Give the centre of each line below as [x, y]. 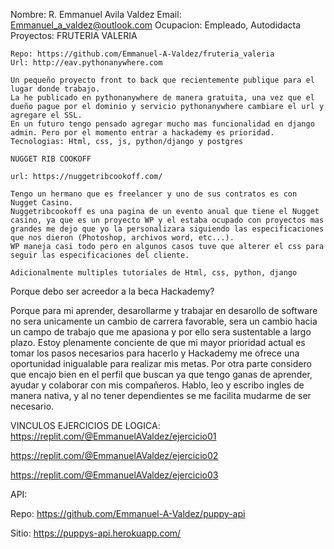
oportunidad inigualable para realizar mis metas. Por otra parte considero [161, 363]
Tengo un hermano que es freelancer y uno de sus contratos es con [154, 194]
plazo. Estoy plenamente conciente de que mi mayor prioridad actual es [158, 342]
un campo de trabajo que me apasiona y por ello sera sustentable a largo [161, 332]
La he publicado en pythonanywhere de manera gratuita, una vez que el [162, 98]
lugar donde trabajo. [55, 89]
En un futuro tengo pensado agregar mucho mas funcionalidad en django [162, 124]
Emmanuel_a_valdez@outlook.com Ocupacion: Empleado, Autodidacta [156, 25]
